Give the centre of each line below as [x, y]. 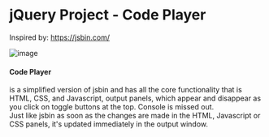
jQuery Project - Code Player [108, 15]
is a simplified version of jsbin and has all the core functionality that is [126, 90]
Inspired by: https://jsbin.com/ [60, 37]
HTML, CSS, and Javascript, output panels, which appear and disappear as [135, 98]
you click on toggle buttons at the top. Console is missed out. [112, 107]
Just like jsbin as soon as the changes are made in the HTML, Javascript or [135, 116]
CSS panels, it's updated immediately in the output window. [109, 124]
